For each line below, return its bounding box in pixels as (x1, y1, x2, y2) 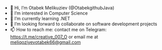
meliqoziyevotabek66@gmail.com (10, 39, 81, 45)
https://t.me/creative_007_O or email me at (10, 34, 99, 40)
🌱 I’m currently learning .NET (10, 16, 70, 21)
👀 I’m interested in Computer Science (10, 10, 88, 16)
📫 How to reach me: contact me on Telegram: (10, 27, 107, 32)
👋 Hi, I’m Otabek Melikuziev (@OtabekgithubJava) (10, 5, 114, 11)
